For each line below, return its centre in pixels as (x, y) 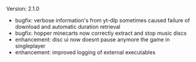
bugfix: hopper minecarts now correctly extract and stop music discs (101, 33)
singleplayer (30, 46)
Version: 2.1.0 (23, 9)
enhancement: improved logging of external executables (85, 52)
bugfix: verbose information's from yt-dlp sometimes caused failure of (102, 20)
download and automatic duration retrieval (68, 27)
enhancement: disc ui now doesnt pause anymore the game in (92, 39)
